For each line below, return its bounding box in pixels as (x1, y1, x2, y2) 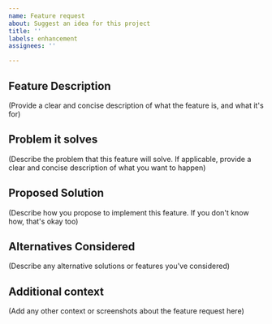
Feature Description (8, 79, 111, 93)
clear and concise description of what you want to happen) (8, 163, 206, 173)
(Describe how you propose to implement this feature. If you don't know (8, 207, 249, 217)
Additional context (8, 284, 104, 298)
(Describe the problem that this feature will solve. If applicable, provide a (8, 154, 252, 164)
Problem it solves (8, 133, 98, 147)
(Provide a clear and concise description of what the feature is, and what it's (8, 100, 264, 110)
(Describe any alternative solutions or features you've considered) (8, 261, 230, 271)
